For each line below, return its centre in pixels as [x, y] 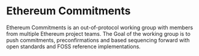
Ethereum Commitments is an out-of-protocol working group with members [100, 27]
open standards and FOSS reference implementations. [74, 46]
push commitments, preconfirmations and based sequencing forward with [98, 40]
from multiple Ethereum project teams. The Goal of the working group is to [98, 33]
